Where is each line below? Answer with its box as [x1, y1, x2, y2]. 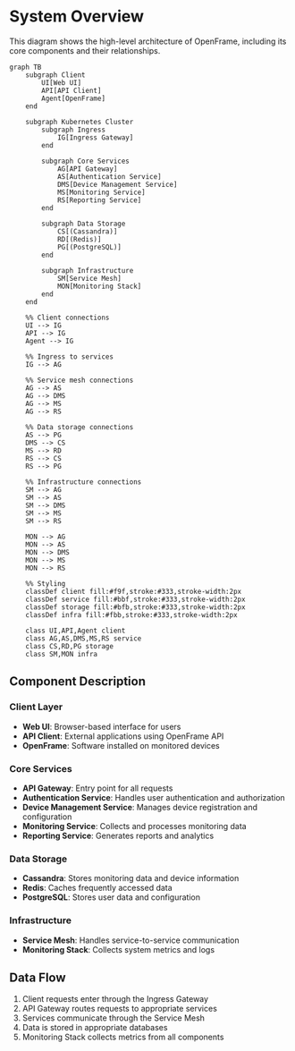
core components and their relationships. [9, 45, 161, 55]
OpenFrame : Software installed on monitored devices [21, 740, 221, 750]
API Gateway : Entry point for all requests [21, 783, 173, 793]
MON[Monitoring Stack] [56, 282, 142, 291]
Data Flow [9, 970, 66, 985]
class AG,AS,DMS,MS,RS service [25, 633, 142, 643]
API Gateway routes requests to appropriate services [21, 1004, 217, 1014]
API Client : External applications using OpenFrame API [21, 731, 224, 742]
